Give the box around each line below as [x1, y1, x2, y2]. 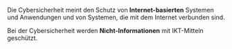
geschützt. [7, 34, 38, 42]
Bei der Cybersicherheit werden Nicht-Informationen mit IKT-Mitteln [7, 27, 204, 35]
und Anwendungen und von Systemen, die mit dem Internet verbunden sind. [7, 13, 225, 21]
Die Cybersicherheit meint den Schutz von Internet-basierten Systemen [7, 6, 215, 14]
